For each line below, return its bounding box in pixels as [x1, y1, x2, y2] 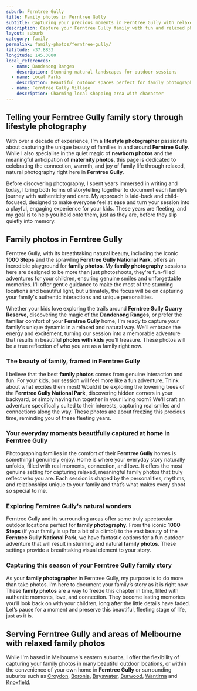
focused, [6, 198, 28, 206]
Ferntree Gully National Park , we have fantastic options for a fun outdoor [6, 534, 184, 541]
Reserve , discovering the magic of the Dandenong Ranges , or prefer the [6, 311, 183, 318]
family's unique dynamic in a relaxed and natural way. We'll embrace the [6, 324, 181, 331]
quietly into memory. [6, 217, 56, 224]
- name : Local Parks [11, 74, 62, 80]
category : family [6, 36, 49, 42]
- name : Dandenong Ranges [11, 63, 75, 69]
